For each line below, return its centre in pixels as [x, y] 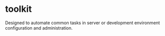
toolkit [19, 9]
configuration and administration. [39, 28]
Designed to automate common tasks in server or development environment [82, 23]
